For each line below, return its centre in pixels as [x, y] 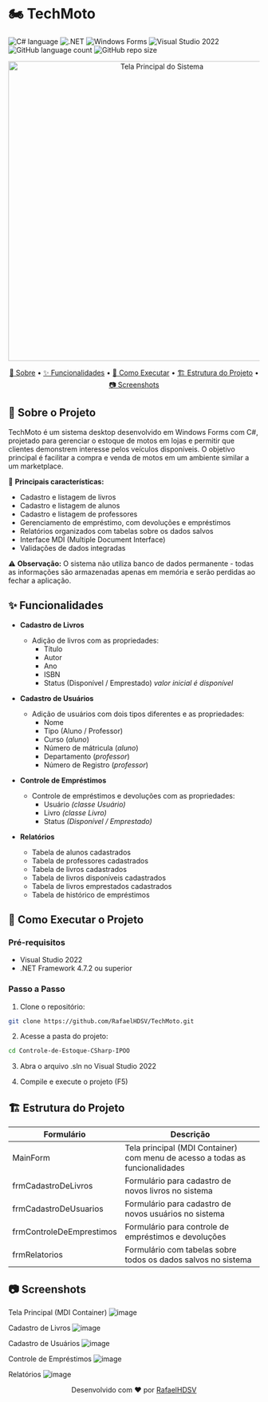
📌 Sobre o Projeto [52, 413]
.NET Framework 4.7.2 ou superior [76, 968]
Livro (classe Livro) [75, 813]
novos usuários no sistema [175, 1214]
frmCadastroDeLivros [53, 1186]
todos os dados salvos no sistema [188, 1260]
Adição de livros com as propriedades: [95, 640]
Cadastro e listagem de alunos [70, 505]
